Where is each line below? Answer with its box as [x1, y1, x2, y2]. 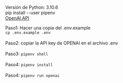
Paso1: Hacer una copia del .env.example [5, 25, 91, 31]
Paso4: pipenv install [5, 62, 53, 67]
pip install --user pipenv [5, 10, 56, 16]
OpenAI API [5, 15, 29, 21]
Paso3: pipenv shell [5, 51, 49, 57]
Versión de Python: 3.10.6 [5, 5, 58, 10]
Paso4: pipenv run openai [5, 72, 60, 78]
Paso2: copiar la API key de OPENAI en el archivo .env [5, 40, 118, 46]
